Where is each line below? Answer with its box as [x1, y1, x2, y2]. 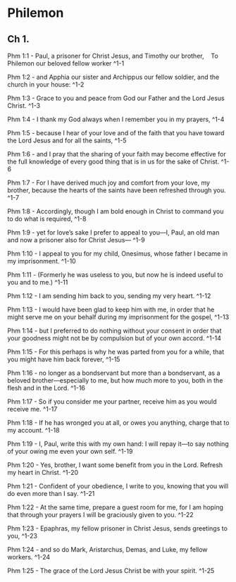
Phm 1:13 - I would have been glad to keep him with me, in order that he [7, 305, 215, 314]
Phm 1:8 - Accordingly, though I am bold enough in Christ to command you [7, 207, 224, 216]
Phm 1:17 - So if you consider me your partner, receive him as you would [7, 397, 217, 406]
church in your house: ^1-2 [7, 80, 85, 89]
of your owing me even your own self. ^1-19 [7, 447, 133, 455]
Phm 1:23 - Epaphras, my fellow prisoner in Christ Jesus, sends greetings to [7, 524, 228, 533]
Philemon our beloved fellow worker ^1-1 [7, 59, 125, 68]
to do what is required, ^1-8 [7, 215, 87, 223]
